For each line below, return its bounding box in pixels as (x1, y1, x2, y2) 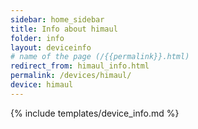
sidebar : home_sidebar (10, 14, 105, 25)
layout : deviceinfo (10, 42, 92, 53)
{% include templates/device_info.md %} (10, 107, 180, 119)
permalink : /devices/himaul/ (10, 71, 132, 81)
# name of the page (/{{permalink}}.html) (10, 52, 190, 62)
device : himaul (10, 80, 74, 90)
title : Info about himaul (10, 24, 118, 34)
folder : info (10, 33, 65, 43)
